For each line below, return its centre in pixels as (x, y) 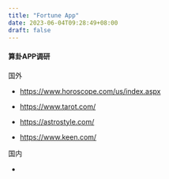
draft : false (30, 30)
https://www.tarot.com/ (58, 106)
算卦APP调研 (29, 56)
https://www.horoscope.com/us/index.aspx (90, 91)
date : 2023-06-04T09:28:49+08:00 (63, 23)
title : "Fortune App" (44, 15)
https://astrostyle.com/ (57, 121)
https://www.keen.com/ (58, 137)
